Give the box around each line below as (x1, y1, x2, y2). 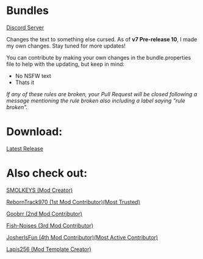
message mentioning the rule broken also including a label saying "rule (6, 97, 185, 104)
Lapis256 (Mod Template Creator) (6, 245, 91, 253)
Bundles (6, 4, 49, 18)
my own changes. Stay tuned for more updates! (6, 42, 126, 49)
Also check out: (6, 166, 88, 180)
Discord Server (6, 24, 45, 31)
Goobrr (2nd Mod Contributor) (6, 210, 82, 217)
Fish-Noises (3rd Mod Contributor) (6, 222, 94, 229)
